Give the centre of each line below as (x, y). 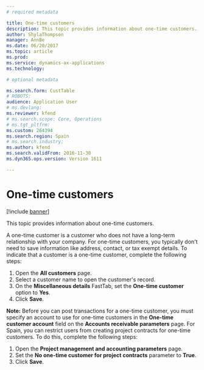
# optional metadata (33, 80)
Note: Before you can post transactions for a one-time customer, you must (100, 311)
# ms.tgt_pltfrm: (28, 125)
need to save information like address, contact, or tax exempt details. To (97, 248)
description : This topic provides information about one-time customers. (102, 29)
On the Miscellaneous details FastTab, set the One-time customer (99, 286)
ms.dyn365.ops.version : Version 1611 (54, 159)
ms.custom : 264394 (30, 130)
